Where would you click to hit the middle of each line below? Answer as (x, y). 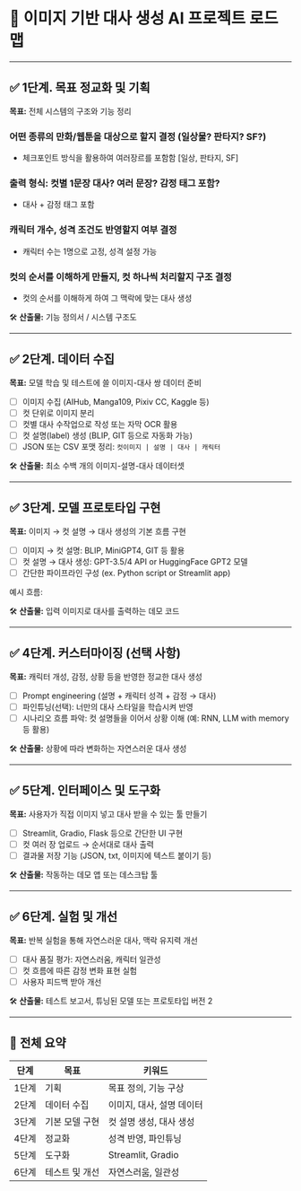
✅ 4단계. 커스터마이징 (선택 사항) (95, 653)
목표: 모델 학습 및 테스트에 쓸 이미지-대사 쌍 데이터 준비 (105, 382)
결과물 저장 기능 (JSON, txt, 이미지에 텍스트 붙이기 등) (117, 855)
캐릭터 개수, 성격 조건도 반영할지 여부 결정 (93, 230)
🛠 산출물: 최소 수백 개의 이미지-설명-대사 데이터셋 (97, 466)
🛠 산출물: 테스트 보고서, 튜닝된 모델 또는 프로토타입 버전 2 (111, 1001)
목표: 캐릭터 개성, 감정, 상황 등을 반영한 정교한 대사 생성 (106, 676)
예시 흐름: (26, 592)
